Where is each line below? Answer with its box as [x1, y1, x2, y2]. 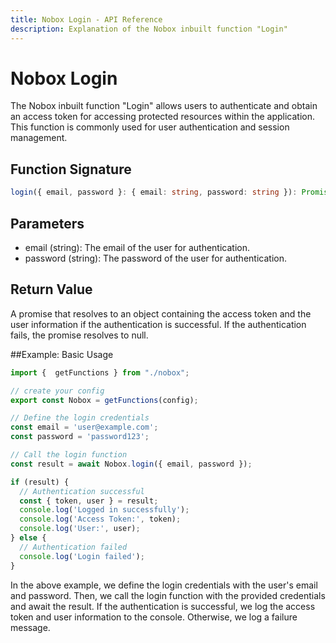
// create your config [10, 386, 105, 396]
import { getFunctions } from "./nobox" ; [10, 367, 190, 378]
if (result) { [10, 477, 70, 487]
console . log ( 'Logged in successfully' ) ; [19, 505, 190, 515]
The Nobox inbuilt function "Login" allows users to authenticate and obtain [10, 100, 318, 112]
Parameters [10, 215, 85, 232]
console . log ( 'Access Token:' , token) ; [19, 514, 182, 525]
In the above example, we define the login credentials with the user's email [10, 579, 318, 591]
